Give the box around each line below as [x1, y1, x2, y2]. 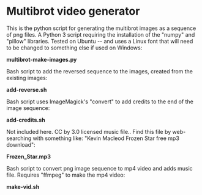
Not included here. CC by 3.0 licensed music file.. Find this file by [6, 128, 171, 135]
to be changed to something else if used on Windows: [6, 44, 143, 51]
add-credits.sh [6, 116, 45, 123]
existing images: [6, 74, 48, 81]
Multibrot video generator [6, 4, 140, 18]
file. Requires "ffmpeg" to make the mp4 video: [6, 171, 125, 178]
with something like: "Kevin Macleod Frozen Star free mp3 [32, 134, 179, 142]
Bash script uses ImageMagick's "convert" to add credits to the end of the [6, 98, 194, 105]
